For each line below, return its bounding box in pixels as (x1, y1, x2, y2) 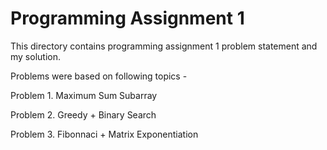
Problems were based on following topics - (10, 70, 188, 82)
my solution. (10, 50, 61, 62)
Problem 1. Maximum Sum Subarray (10, 89, 158, 101)
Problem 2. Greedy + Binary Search (10, 108, 157, 121)
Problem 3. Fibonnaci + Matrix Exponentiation (10, 128, 199, 140)
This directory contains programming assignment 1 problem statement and (10, 40, 318, 52)
